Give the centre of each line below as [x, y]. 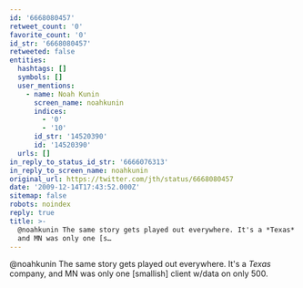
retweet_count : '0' [46, 26]
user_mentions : [46, 86]
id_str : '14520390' [70, 137]
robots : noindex [40, 205]
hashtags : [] [42, 69]
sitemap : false [38, 196]
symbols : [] [40, 77]
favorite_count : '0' [49, 35]
